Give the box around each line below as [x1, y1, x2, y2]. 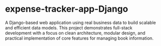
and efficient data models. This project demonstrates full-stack [5, 24, 133, 30]
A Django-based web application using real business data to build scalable [5, 20, 156, 25]
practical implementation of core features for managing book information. [5, 35, 154, 41]
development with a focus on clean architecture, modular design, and [5, 30, 146, 36]
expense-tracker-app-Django [5, 3, 129, 15]
